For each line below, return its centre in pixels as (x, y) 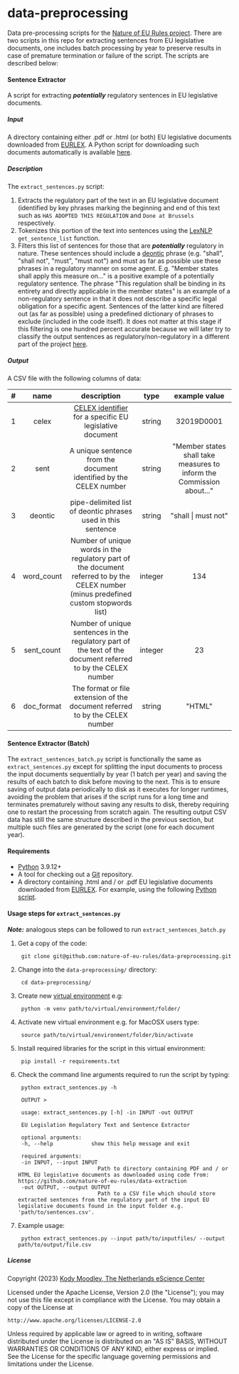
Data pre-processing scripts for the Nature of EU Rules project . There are (115, 33)
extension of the (101, 697)
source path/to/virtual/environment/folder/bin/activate (107, 1035)
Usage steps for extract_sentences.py (64, 914)
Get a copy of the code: (52, 943)
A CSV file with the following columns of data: (75, 378)
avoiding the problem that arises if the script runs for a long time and (108, 797)
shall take (199, 455)
